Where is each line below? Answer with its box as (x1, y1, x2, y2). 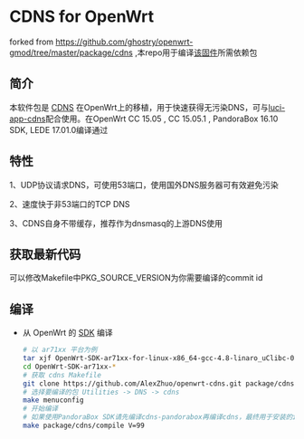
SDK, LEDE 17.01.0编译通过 (9, 124, 109, 135)
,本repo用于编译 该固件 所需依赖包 (134, 47, 258, 58)
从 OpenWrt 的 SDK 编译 (22, 328, 113, 339)
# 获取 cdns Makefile (22, 370, 102, 379)
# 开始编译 (22, 405, 59, 414)
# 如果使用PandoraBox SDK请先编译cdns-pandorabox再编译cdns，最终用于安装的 (22, 413, 293, 422)
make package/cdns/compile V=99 (22, 421, 145, 431)
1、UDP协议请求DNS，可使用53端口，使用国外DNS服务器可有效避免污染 (9, 179, 279, 190)
